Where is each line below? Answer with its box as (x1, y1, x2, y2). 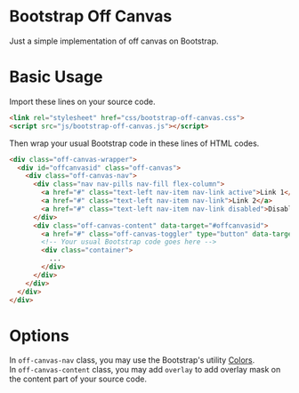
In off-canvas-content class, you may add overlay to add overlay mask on (9, 365, 281, 375)
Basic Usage (9, 67, 103, 87)
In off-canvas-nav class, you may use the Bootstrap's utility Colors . (9, 355, 255, 365)
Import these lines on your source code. (9, 96, 156, 107)
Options (9, 325, 69, 346)
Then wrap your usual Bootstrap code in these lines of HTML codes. (9, 138, 260, 148)
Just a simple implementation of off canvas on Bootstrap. (9, 36, 220, 46)
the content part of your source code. (9, 373, 147, 384)
